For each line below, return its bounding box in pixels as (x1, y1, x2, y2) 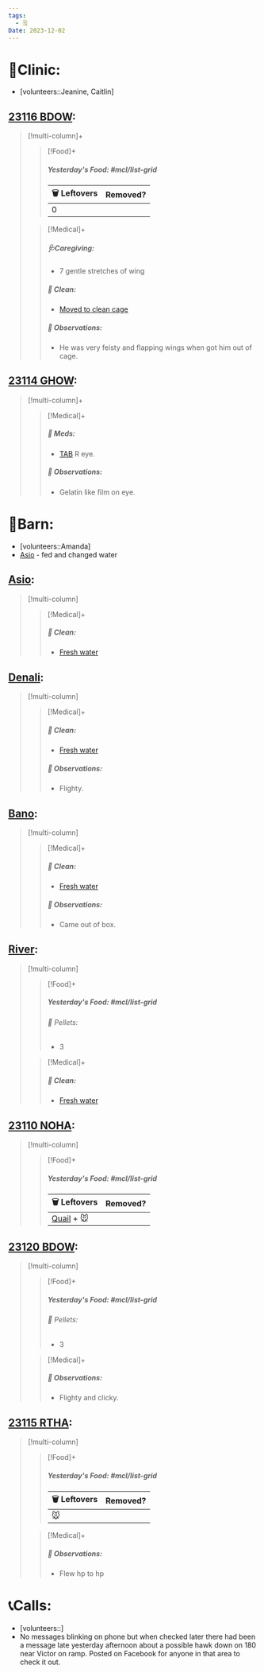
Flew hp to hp (59, 1569, 105, 1578)
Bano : (8, 806, 38, 820)
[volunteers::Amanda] (19, 541, 91, 551)
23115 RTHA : (8, 1416, 73, 1430)
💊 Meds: (47, 429, 75, 438)
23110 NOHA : (8, 1119, 75, 1132)
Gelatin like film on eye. (59, 487, 136, 497)
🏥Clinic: (8, 60, 61, 79)
